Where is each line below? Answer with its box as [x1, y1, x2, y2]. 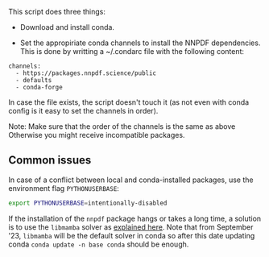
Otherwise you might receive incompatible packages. [8, 131, 185, 139]
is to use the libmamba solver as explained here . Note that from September [8, 222, 254, 232]
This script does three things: [8, 7, 106, 16]
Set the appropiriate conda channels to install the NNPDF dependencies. [19, 38, 261, 48]
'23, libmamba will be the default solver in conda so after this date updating [8, 230, 255, 240]
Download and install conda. [19, 23, 115, 31]
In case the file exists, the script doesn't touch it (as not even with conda [8, 97, 250, 107]
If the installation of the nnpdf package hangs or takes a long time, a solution [8, 213, 262, 223]
